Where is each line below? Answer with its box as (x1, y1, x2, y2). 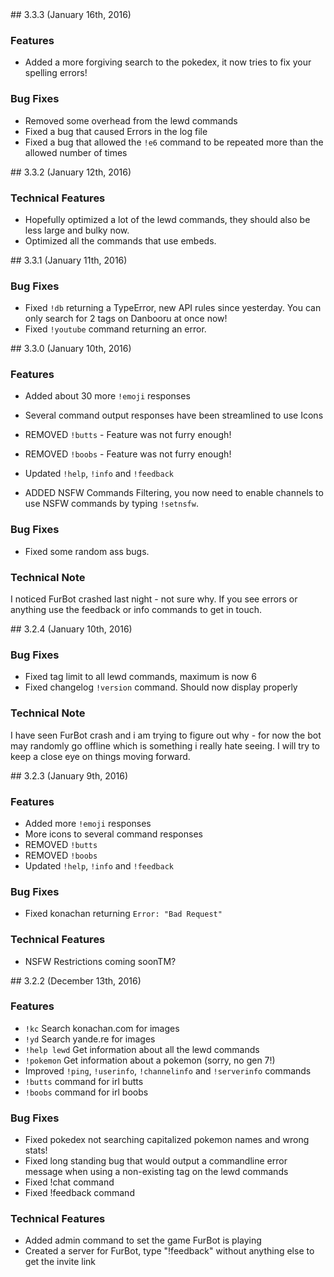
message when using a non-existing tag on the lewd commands (24, 1166, 289, 1178)
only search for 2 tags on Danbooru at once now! (24, 313, 228, 325)
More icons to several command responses (24, 828, 203, 840)
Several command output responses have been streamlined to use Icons (24, 409, 324, 422)
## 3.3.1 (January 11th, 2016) (10, 254, 128, 266)
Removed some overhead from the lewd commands (24, 114, 238, 127)
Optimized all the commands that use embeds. (24, 234, 217, 247)
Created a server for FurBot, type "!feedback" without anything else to (24, 1245, 315, 1257)
